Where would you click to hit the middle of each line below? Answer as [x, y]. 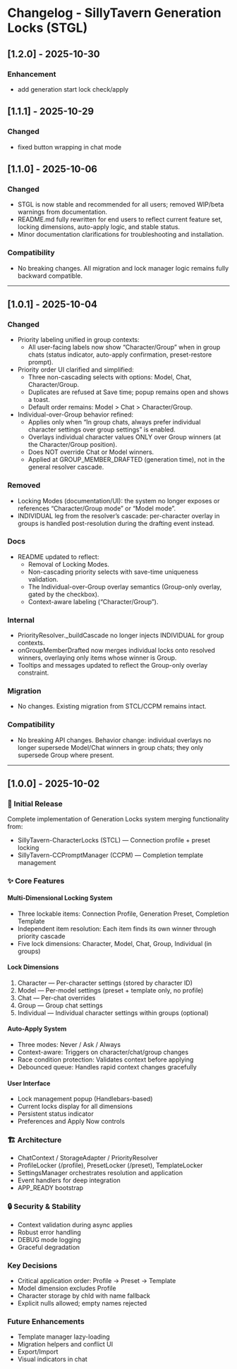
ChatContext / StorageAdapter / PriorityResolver [87, 1158]
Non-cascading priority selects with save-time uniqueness [113, 572]
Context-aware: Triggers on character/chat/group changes [103, 1052]
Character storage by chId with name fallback [84, 1296]
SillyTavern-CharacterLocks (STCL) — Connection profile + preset [114, 840]
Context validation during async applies [75, 1224]
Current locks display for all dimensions [75, 1106]
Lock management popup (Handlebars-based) [85, 1099]
